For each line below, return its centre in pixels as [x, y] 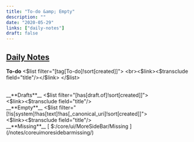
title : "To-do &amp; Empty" [41, 11]
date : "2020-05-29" [30, 22]
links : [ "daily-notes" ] [35, 28]
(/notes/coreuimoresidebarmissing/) [50, 132]
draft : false [22, 33]
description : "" [26, 17]
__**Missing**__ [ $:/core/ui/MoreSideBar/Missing [67, 126]
